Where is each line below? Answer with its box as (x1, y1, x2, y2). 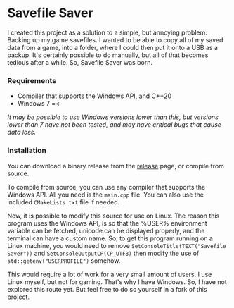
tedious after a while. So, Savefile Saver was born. (7, 58, 153, 66)
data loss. (7, 128, 37, 137)
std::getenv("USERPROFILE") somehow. (7, 256, 121, 265)
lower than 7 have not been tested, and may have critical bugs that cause (7, 121, 221, 129)
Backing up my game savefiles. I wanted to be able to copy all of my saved (7, 35, 223, 44)
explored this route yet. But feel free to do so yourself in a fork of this (7, 285, 207, 293)
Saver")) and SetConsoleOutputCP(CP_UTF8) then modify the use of (7, 249, 200, 257)
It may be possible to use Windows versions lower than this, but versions (7, 113, 219, 121)
